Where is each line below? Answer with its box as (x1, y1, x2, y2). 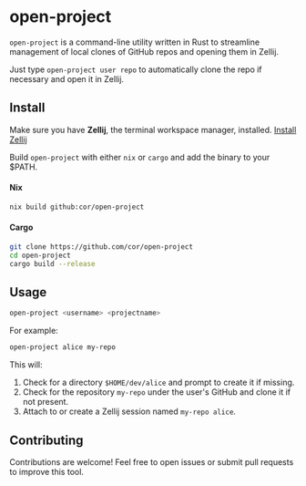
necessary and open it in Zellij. (9, 73, 125, 84)
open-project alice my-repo (9, 343, 117, 352)
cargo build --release (9, 259, 96, 268)
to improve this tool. (9, 467, 85, 478)
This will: (9, 359, 43, 370)
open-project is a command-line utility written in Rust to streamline (9, 36, 260, 47)
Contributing (9, 432, 84, 448)
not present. (22, 397, 69, 408)
